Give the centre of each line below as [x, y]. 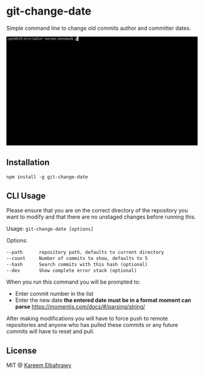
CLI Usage [26, 196]
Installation [28, 162]
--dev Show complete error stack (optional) [72, 271]
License [22, 350]
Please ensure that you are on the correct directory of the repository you [97, 211]
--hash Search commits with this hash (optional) [77, 265]
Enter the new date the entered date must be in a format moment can [103, 300]
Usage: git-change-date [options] [50, 229]
